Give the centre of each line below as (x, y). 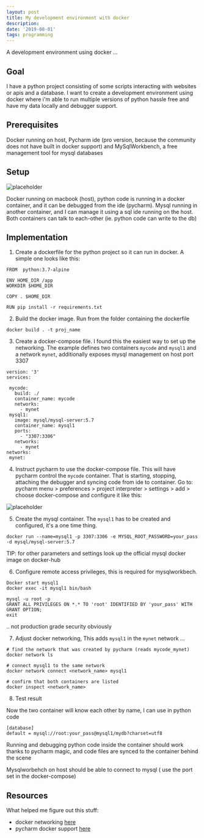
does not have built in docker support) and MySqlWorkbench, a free (92, 146)
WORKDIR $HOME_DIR (30, 286)
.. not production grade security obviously (59, 627)
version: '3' (23, 372)
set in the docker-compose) (41, 776)
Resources (27, 795)
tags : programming (30, 35)
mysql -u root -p (28, 599)
